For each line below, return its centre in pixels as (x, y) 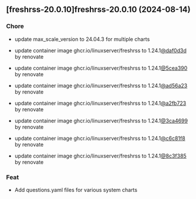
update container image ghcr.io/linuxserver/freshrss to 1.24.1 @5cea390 (101, 68)
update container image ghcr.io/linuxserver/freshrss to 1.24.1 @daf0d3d (100, 50)
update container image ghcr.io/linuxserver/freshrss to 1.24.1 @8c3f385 (100, 156)
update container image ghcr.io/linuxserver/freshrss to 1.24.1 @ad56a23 (101, 85)
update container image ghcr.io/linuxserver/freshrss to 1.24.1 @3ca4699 (101, 121)
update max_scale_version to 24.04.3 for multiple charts (82, 39)
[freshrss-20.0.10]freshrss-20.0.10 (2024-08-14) (98, 10)
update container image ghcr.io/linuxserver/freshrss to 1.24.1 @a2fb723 (100, 103)
